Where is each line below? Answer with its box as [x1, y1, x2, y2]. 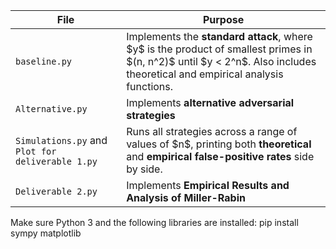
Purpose [202, 13, 245, 26]
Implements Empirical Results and [126, 179, 290, 192]
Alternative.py [15, 104, 88, 114]
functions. [126, 80, 174, 93]
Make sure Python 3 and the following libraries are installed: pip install [10, 217, 299, 228]
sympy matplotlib [10, 227, 82, 239]
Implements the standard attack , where [126, 30, 313, 43]
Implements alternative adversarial [126, 96, 295, 109]
